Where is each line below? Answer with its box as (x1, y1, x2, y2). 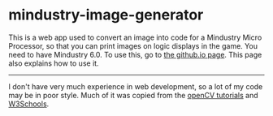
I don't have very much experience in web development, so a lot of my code (8, 81, 263, 91)
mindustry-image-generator (8, 6, 204, 24)
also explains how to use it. (8, 58, 99, 68)
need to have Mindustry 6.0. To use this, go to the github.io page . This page (8, 49, 262, 59)
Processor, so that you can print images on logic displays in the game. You (8, 41, 258, 50)
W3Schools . (8, 99, 50, 109)
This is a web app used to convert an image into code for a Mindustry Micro (8, 32, 262, 42)
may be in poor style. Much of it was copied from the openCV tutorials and (8, 90, 258, 100)
